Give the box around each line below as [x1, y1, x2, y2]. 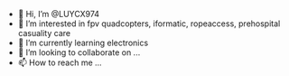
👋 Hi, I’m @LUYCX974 [17, 9, 100, 19]
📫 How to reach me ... [17, 57, 102, 68]
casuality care [17, 28, 70, 38]
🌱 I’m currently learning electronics [17, 37, 149, 48]
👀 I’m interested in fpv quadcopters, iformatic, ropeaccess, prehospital [17, 18, 281, 29]
